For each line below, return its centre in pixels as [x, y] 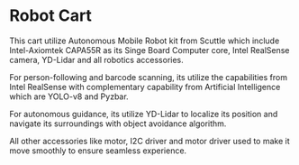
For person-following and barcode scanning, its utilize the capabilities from [149, 77]
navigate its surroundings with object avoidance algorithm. [118, 124]
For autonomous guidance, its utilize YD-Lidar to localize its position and [144, 114]
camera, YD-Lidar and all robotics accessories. [97, 60]
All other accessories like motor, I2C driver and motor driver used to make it [149, 141]
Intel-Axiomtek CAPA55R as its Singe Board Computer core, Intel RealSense [149, 50]
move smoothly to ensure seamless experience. [98, 151]
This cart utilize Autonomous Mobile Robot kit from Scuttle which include [145, 41]
